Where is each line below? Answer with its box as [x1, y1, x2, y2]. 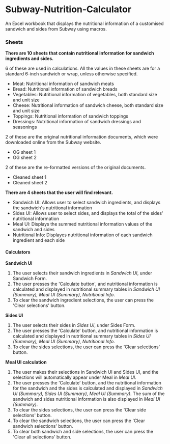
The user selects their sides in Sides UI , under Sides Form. [12, 322, 136, 328]
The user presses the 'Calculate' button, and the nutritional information [12, 380, 161, 386]
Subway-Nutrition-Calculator [5, 4, 131, 15]
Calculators [5, 248, 31, 255]
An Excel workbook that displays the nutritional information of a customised [5, 20, 164, 26]
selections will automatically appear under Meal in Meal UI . [12, 374, 136, 380]
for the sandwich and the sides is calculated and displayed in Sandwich [12, 385, 163, 392]
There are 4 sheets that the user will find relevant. [5, 189, 114, 196]
